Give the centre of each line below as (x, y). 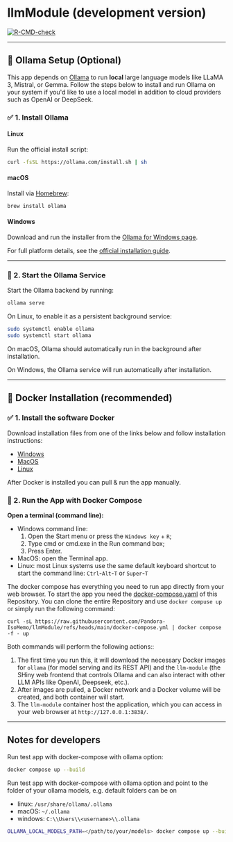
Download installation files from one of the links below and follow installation (116, 433)
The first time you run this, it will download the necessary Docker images (121, 660)
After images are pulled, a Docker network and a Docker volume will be (119, 689)
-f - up (18, 633)
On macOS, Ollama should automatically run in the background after (104, 348)
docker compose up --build (46, 770)
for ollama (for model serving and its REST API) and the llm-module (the (119, 667)
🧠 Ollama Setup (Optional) (64, 60)
